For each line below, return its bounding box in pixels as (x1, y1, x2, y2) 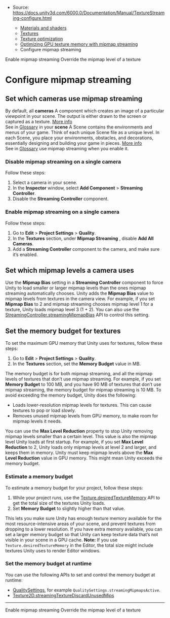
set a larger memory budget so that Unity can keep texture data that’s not (5, 531, 158, 537)
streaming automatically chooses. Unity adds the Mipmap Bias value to (5, 290, 154, 297)
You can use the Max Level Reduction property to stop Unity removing (5, 428, 153, 434)
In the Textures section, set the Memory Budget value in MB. (12, 361, 141, 367)
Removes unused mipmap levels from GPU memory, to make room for (12, 413, 158, 419)
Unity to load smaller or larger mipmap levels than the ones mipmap (5, 285, 146, 291)
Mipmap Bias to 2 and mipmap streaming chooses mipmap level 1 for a (5, 301, 153, 307)
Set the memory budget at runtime (5, 560, 92, 567)
